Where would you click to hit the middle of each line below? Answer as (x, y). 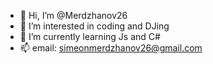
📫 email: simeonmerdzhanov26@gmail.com (111, 48)
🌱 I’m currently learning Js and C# (90, 36)
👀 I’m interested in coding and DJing (94, 26)
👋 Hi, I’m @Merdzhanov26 (73, 15)
